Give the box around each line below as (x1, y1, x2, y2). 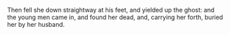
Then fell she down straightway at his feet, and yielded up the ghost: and (7, 6, 215, 14)
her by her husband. (7, 21, 65, 28)
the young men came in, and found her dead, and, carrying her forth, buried (7, 13, 223, 21)
